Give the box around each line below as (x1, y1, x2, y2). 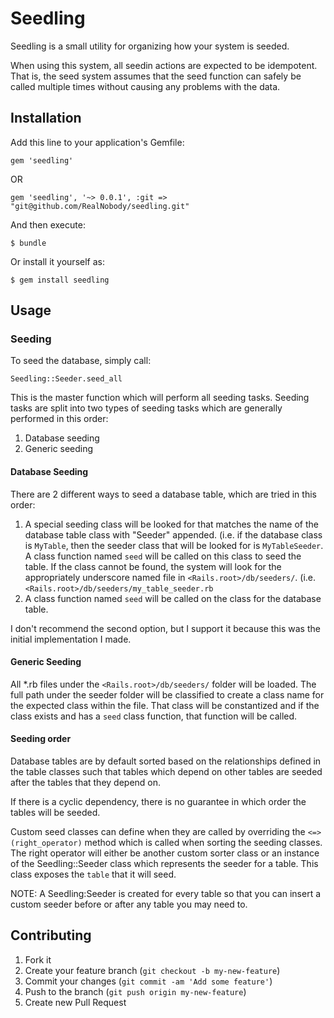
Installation (10, 110, 82, 127)
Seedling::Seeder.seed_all (10, 374, 123, 384)
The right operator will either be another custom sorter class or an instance (10, 847, 320, 859)
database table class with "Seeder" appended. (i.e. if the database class (24, 528, 323, 541)
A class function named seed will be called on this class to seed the (24, 550, 302, 562)
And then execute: (10, 218, 86, 231)
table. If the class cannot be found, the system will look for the (24, 560, 282, 572)
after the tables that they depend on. (10, 777, 162, 789)
